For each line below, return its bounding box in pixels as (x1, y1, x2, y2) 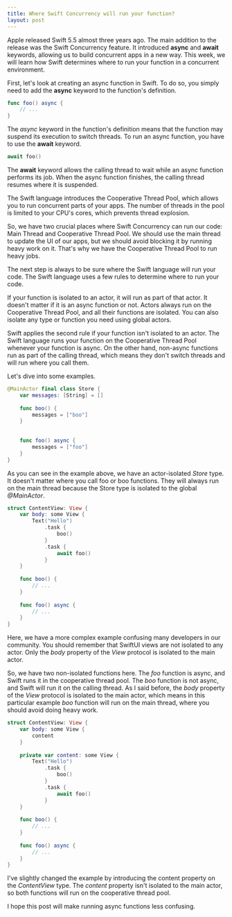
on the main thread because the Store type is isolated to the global (7, 484, 197, 492)
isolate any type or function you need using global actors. (7, 315, 172, 324)
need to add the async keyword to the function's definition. (7, 86, 177, 94)
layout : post (7, 17, 45, 24)
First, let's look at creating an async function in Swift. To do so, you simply (7, 79, 220, 87)
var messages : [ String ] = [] (19, 392, 104, 399)
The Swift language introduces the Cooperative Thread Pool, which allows (7, 194, 219, 202)
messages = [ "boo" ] (32, 411, 89, 418)
